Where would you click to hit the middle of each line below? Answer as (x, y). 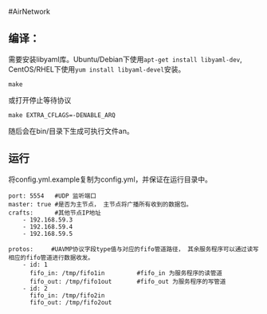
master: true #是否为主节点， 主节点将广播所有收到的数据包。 (100, 204)
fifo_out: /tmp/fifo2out (71, 302)
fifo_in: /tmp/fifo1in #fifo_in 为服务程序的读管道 (126, 273)
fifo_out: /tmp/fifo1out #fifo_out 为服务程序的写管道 (128, 281)
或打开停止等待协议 (40, 100)
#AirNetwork (29, 12)
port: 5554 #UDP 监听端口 (53, 196)
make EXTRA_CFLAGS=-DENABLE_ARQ (62, 115)
